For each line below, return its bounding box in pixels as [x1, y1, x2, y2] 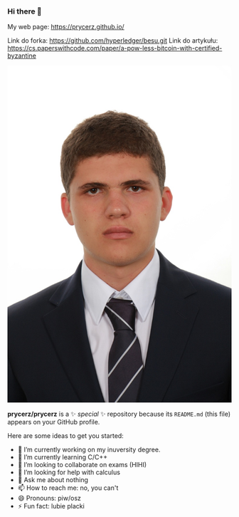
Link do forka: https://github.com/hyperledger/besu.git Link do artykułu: [7, 36, 218, 45]
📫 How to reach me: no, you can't [17, 484, 119, 492]
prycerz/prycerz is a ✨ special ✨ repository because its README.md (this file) [7, 409, 231, 419]
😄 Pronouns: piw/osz [17, 494, 82, 503]
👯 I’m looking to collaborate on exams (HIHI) [17, 461, 147, 469]
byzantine [7, 51, 37, 60]
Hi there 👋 [7, 6, 43, 16]
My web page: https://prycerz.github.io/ [7, 23, 124, 31]
